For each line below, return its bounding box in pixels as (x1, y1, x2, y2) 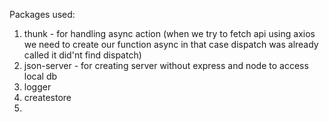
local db (23, 70, 58, 82)
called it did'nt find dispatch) (23, 49, 142, 61)
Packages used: (9, 9, 76, 20)
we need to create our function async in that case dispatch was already (23, 39, 319, 50)
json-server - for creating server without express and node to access (23, 60, 309, 71)
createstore (23, 92, 72, 103)
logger (23, 81, 52, 93)
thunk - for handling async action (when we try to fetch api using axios (23, 28, 316, 39)
